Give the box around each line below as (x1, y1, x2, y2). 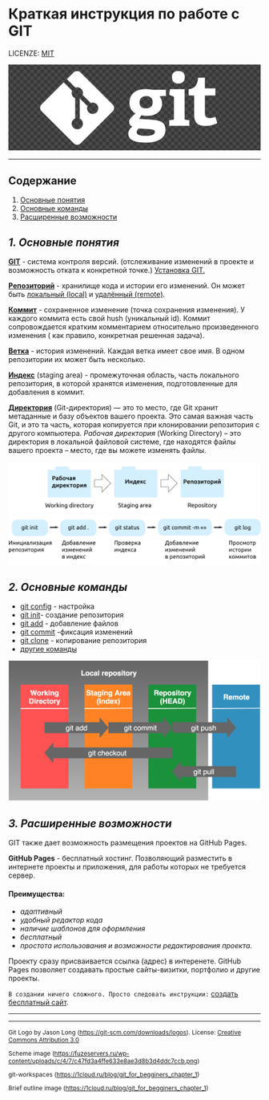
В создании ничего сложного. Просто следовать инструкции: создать (8, 989, 239, 999)
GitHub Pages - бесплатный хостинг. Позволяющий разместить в (8, 853, 233, 863)
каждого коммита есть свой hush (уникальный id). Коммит (8, 313, 211, 323)
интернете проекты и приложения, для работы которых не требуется (8, 862, 247, 871)
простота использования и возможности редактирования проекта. (19, 941, 253, 951)
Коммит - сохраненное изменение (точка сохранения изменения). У (8, 304, 246, 314)
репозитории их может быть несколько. (8, 354, 146, 364)
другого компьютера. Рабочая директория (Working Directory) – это (8, 428, 242, 438)
